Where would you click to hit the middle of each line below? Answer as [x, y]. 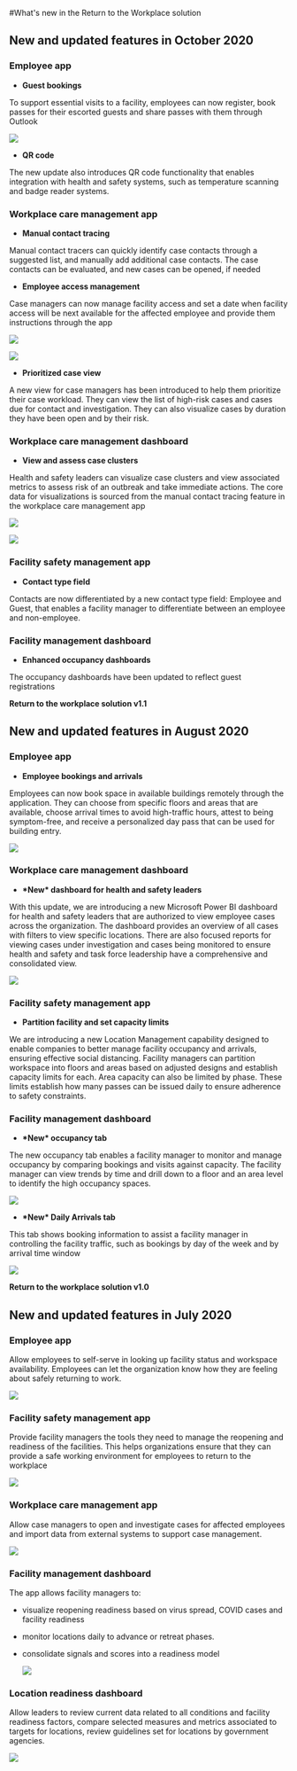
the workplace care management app [77, 506]
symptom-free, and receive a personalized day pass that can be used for [142, 821]
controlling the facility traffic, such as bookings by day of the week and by [144, 1244]
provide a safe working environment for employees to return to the [130, 1456]
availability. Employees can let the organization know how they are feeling [144, 1369]
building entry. [35, 831]
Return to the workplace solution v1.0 [80, 1287]
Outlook [23, 121]
